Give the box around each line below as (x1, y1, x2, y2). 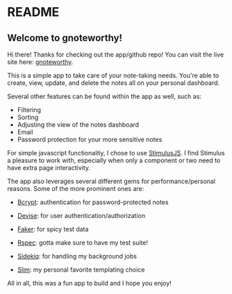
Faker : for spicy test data (17, 225, 89, 233)
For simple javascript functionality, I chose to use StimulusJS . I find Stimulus (7, 149, 225, 157)
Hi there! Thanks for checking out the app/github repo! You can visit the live (7, 50, 224, 59)
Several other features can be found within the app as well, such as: (7, 92, 201, 100)
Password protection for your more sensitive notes (17, 135, 163, 144)
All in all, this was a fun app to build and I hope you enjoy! (7, 279, 172, 287)
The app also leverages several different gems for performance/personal (7, 177, 216, 185)
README (7, 4, 60, 20)
